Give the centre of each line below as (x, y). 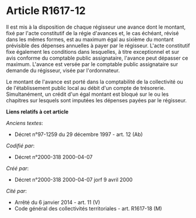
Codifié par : (20, 146)
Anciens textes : (25, 123)
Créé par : (17, 168)
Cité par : (17, 191)
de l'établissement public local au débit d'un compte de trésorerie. (86, 88)
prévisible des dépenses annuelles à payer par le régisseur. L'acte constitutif (98, 46)
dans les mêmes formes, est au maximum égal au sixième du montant (90, 39)
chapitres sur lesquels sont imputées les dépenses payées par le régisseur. (97, 100)
